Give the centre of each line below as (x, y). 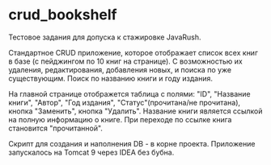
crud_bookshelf (63, 15)
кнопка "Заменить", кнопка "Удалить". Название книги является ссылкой (135, 111)
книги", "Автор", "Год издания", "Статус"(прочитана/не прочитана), (125, 102)
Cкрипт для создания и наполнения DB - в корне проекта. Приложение (132, 143)
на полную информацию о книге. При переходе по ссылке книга (120, 119)
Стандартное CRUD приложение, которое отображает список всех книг (133, 52)
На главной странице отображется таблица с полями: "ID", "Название (129, 93)
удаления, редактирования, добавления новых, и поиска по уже (120, 69)
